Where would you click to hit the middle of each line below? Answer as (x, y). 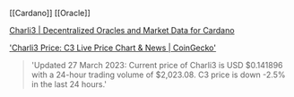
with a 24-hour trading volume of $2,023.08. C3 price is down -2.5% (158, 75)
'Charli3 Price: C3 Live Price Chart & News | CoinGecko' (113, 48)
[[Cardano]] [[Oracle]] (50, 13)
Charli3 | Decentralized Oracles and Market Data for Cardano (122, 30)
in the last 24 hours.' (69, 84)
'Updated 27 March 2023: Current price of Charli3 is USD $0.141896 (157, 65)
